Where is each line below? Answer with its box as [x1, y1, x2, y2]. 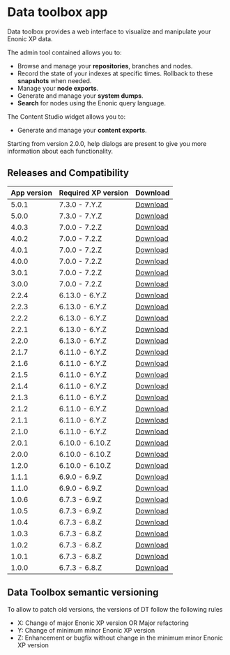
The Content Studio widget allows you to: [7, 112, 126, 121]
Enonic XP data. [7, 34, 54, 43]
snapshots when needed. [17, 76, 92, 84]
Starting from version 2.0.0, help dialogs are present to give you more [7, 139, 207, 147]
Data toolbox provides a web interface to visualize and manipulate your [7, 27, 211, 36]
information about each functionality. [7, 147, 114, 155]
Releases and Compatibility [7, 167, 129, 179]
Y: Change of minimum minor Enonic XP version [17, 626, 155, 634]
